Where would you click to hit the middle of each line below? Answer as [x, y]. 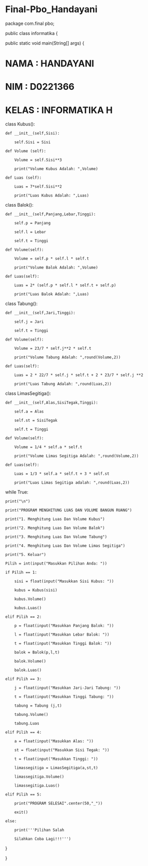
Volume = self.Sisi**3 [38, 160]
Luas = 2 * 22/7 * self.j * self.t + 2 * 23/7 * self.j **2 [79, 375]
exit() [21, 812]
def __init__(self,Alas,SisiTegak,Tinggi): [52, 403]
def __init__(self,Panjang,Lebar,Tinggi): [51, 214]
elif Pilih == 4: [23, 732]
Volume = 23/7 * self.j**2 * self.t [53, 349]
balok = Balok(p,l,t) [37, 653]
